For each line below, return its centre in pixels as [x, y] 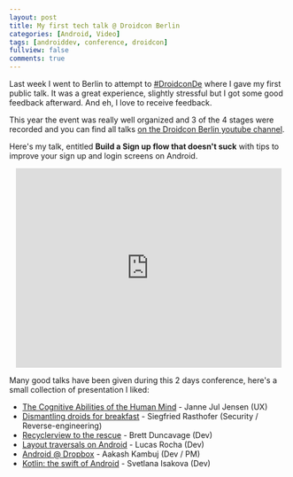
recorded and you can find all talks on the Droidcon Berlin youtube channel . [147, 129]
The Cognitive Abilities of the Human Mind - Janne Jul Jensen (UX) [145, 407]
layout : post [33, 17]
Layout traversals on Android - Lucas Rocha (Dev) [113, 445]
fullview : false [39, 51]
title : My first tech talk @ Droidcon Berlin [94, 26]
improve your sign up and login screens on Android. [104, 156]
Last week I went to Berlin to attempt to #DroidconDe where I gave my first [145, 84]
